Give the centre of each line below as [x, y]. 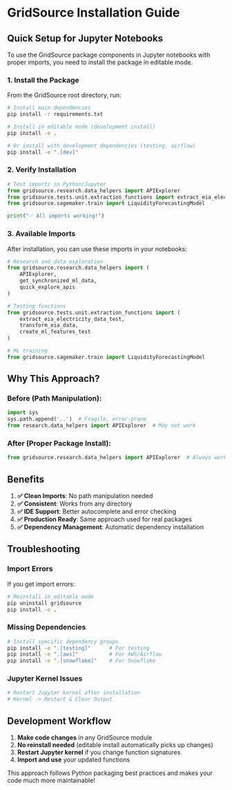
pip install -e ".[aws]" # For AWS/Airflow [85, 654]
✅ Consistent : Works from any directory [75, 504]
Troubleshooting [44, 549]
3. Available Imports [41, 234]
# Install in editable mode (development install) [81, 127]
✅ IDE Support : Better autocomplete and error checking [97, 512]
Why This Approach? [54, 379]
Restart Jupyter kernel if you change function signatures [99, 753]
